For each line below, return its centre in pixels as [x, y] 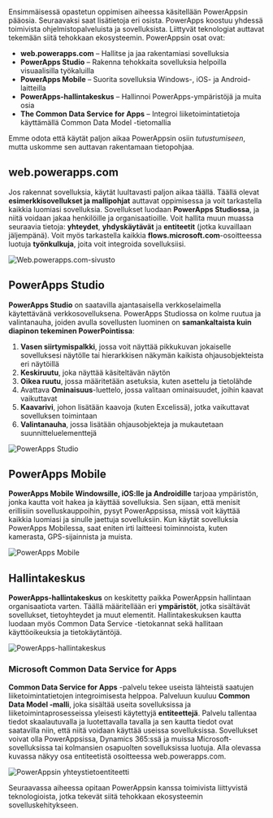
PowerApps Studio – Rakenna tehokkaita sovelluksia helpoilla [123, 62]
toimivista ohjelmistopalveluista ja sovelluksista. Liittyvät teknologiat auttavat [136, 29]
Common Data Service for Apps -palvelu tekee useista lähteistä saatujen [131, 687]
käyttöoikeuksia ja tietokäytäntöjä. [65, 633]
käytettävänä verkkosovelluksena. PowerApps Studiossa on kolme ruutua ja [135, 313]
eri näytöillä [39, 363]
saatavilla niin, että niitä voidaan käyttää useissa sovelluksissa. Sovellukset [133, 730]
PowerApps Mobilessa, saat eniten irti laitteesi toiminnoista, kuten [118, 529]
